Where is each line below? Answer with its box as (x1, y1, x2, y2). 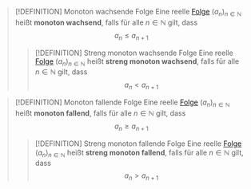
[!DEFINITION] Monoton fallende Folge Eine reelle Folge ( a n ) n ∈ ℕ (14, 97, 230, 108)
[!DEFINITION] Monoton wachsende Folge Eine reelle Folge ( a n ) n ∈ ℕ (14, 7, 242, 18)
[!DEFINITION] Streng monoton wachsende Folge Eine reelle (34, 48, 233, 57)
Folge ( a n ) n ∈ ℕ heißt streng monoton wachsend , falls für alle (34, 56, 240, 68)
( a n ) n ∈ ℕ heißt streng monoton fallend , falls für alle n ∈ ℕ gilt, (34, 148, 245, 159)
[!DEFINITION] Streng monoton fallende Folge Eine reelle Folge (34, 139, 242, 148)
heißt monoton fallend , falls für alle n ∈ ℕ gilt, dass (14, 108, 186, 118)
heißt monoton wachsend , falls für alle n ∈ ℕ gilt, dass (14, 18, 198, 27)
